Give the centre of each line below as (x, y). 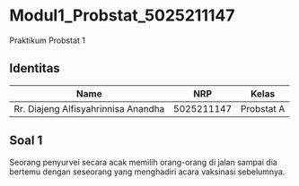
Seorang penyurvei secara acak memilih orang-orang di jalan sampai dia (144, 162)
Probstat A (263, 108)
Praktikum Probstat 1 (47, 40)
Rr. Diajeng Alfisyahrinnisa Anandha (89, 108)
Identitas (35, 68)
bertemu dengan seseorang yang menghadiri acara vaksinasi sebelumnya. (147, 172)
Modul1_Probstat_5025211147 (122, 16)
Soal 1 (26, 141)
